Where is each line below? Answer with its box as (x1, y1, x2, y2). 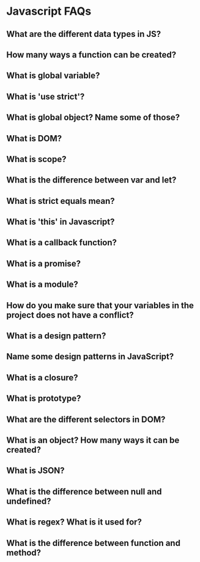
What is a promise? (6, 258, 81, 268)
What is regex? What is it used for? (6, 517, 143, 528)
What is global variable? (6, 71, 100, 81)
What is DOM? (6, 133, 62, 144)
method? (6, 547, 42, 558)
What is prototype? (6, 393, 81, 404)
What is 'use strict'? (6, 91, 85, 102)
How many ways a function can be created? (6, 49, 176, 60)
